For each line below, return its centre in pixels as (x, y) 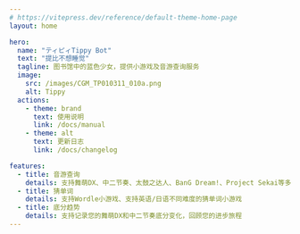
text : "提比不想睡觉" (53, 59)
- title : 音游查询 (49, 174)
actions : (33, 100)
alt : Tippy (46, 92)
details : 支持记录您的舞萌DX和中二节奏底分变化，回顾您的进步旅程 (134, 216)
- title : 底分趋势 (49, 208)
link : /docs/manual (69, 125)
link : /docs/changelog (75, 150)
